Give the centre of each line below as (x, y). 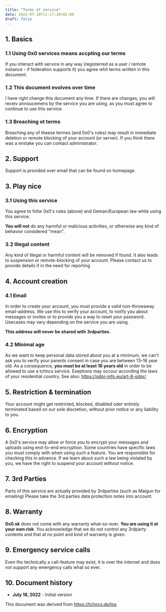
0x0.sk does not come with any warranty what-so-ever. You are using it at (82, 524)
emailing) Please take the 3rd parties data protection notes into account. (79, 496)
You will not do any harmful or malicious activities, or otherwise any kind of (82, 226)
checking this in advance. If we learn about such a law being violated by (79, 458)
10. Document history (39, 582)
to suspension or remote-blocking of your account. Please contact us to (79, 260)
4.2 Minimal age (25, 345)
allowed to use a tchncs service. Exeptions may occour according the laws (81, 371)
